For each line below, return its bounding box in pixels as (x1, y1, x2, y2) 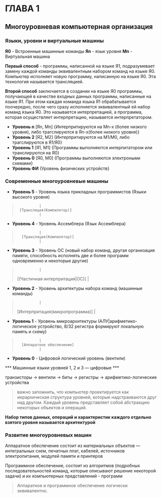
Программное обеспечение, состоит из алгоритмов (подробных (5, 463, 141, 469)
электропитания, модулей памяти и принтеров (5, 453, 103, 459)
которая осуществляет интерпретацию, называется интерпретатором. (5, 114, 153, 120)
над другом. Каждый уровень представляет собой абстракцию (17, 399, 150, 405)
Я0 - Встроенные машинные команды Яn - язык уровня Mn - (5, 48, 133, 54)
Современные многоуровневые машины (5, 178, 109, 184)
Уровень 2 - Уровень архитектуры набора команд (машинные (12, 286, 142, 291)
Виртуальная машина (5, 53, 50, 59)
